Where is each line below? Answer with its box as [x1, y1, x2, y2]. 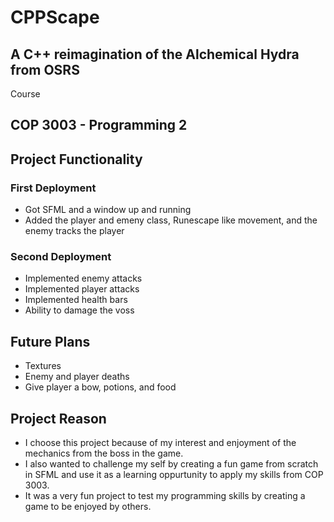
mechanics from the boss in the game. [24, 447, 184, 459]
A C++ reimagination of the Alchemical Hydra [10, 46, 300, 63]
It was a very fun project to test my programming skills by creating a [24, 490, 306, 501]
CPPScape [10, 6, 100, 29]
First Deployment [10, 181, 97, 195]
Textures [24, 360, 62, 372]
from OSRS [10, 61, 80, 78]
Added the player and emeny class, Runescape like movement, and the [24, 214, 318, 226]
